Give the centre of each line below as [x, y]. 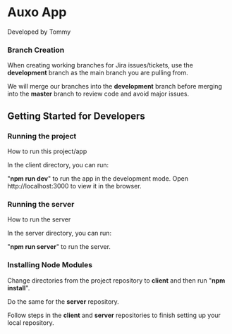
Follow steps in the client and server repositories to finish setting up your [114, 315]
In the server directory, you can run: [59, 233]
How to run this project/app [47, 151]
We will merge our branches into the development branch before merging [115, 86]
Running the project [42, 136]
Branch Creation [36, 50]
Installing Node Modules [50, 265]
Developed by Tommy [39, 32]
